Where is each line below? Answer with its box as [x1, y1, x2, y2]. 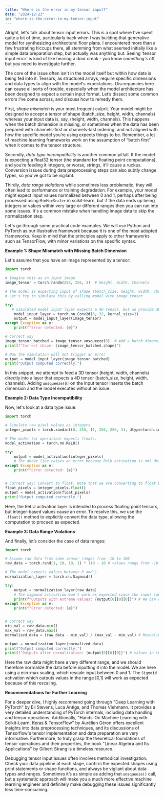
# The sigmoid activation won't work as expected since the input [14, 592, 152, 597]
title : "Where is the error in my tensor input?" [5, 7, 108, 12]
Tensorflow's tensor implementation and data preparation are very [5, 730, 139, 736]
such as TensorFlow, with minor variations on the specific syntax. [5, 238, 137, 244]
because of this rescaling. [5, 680, 57, 686]
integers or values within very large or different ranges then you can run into [5, 203, 159, 209]
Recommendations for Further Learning [5, 690, 87, 696]
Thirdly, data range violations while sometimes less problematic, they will [5, 182, 153, 188]
